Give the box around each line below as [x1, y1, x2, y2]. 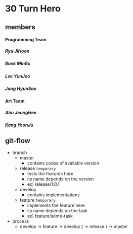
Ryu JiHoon [5, 48, 30, 54]
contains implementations [27, 192, 80, 198]
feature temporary [19, 197, 56, 203]
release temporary [19, 165, 56, 171]
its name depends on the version [27, 176, 94, 182]
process [12, 218, 29, 224]
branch [12, 150, 27, 156]
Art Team [5, 98, 25, 104]
